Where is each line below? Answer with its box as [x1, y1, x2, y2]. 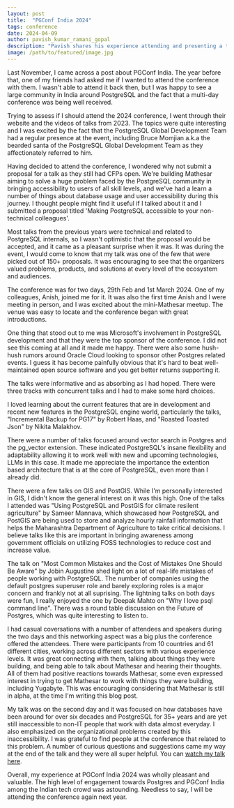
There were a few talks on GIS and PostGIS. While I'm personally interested [7, 486, 223, 495]
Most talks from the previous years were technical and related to [7, 227, 193, 236]
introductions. [7, 315, 47, 323]
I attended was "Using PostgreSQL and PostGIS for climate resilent [7, 501, 199, 509]
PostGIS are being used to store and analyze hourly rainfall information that [7, 516, 223, 524]
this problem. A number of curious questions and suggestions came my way [7, 742, 226, 750]
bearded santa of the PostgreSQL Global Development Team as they [7, 141, 203, 149]
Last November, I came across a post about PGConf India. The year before [7, 68, 221, 77]
